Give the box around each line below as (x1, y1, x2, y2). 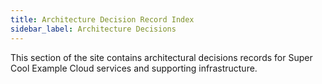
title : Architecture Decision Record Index (10, 14, 195, 25)
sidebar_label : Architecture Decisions (10, 24, 177, 34)
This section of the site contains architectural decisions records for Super (10, 51, 313, 63)
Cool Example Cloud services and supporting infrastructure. (10, 62, 258, 74)
